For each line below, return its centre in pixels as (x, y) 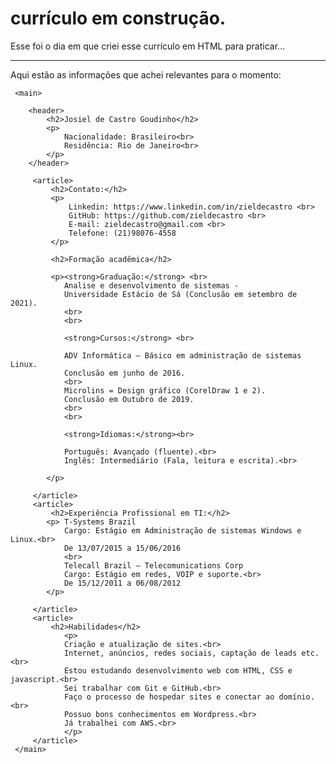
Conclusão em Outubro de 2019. (129, 399)
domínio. (296, 697)
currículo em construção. (118, 18)
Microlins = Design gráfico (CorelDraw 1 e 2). (165, 390)
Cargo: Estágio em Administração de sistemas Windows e (182, 530)
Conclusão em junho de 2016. (124, 373)
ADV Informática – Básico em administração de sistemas (182, 355)
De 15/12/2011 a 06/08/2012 (122, 583)
